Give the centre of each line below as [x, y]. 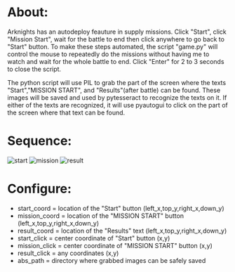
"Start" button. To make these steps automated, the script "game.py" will [113, 46]
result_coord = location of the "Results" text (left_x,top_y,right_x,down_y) [122, 231]
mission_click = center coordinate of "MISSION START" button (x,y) [115, 245]
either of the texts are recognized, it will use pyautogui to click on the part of [117, 105]
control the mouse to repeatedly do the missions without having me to [108, 54]
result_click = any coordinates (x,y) [68, 253]
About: [28, 12]
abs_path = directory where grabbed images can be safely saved [112, 260]
